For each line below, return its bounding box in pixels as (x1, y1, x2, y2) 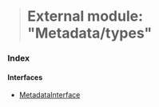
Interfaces (7, 72, 43, 82)
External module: (26, 7, 144, 26)
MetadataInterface (18, 90, 81, 100)
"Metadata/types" (26, 24, 153, 42)
